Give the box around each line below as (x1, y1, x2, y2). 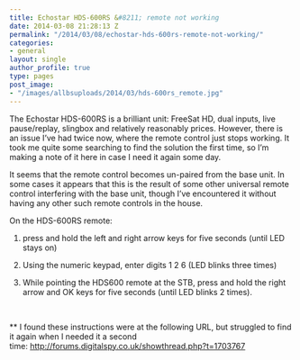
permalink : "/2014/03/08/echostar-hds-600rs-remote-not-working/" (9, 30, 264, 39)
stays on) (22, 242, 58, 253)
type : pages (9, 72, 54, 81)
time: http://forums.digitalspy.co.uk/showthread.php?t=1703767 (9, 340, 246, 351)
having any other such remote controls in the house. (9, 197, 204, 208)
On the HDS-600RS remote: (9, 215, 113, 226)
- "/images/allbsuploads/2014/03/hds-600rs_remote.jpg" (9, 88, 223, 97)
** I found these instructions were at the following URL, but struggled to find (9, 321, 292, 332)
